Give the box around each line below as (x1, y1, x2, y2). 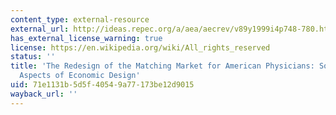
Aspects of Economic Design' (19, 71, 141, 81)
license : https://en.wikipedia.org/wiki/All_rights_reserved (10, 42, 271, 53)
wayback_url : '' (10, 89, 78, 99)
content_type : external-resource (10, 14, 150, 25)
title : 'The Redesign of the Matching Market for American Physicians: (10, 61, 315, 71)
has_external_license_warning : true (10, 33, 163, 43)
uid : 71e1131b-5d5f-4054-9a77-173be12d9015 (10, 80, 195, 90)
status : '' (10, 52, 56, 62)
